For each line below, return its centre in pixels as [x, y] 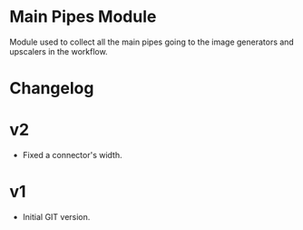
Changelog [52, 89]
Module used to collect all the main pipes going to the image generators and [152, 42]
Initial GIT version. [56, 217]
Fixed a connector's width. [72, 155]
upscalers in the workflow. [59, 51]
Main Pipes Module [83, 17]
